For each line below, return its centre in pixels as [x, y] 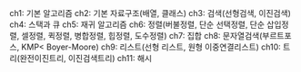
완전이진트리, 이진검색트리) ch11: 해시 [86, 58]
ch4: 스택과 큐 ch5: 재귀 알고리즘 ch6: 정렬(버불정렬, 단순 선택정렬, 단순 [137, 24]
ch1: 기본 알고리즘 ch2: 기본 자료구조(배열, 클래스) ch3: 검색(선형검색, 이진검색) [150, 13]
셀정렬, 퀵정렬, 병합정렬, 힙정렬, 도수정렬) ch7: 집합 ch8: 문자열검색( [142, 36]
